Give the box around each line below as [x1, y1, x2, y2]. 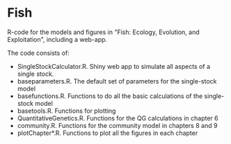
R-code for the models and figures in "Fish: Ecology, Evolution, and [7, 28, 200, 36]
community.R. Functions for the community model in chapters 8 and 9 [17, 121, 218, 129]
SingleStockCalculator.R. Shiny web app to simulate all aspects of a [17, 62, 211, 70]
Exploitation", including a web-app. [7, 35, 108, 43]
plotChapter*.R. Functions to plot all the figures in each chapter [17, 129, 198, 137]
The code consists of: [7, 49, 70, 57]
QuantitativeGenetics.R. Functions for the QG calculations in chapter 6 [17, 113, 218, 122]
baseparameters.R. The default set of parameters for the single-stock [17, 77, 217, 85]
